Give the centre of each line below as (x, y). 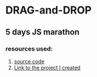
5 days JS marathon (43, 32)
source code (29, 61)
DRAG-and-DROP (49, 10)
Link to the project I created (47, 68)
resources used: (29, 49)
